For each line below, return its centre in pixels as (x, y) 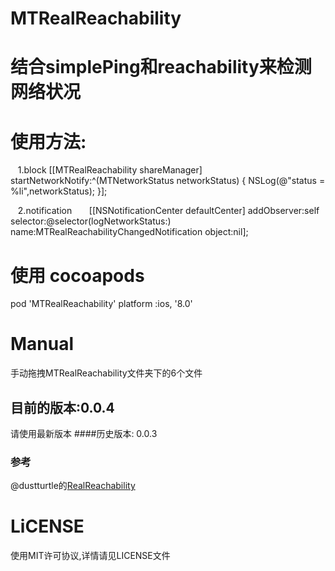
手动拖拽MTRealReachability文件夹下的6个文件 (106, 373)
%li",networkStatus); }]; (59, 191)
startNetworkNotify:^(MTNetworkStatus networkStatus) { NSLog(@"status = (168, 181)
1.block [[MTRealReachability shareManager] (110, 170)
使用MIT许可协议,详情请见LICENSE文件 (90, 556)
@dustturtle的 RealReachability (73, 486)
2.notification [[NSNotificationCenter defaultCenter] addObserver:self (168, 211)
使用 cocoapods (77, 275)
